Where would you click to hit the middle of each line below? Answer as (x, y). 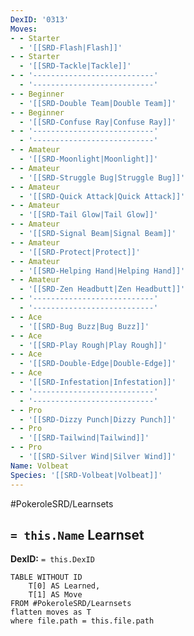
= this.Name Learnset (77, 534)
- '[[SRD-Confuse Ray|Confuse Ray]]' (98, 122)
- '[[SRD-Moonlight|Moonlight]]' (89, 159)
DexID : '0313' (40, 19)
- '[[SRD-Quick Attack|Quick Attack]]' (102, 196)
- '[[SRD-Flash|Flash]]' (71, 47)
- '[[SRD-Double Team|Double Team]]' (98, 103)
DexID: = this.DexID (52, 559)
